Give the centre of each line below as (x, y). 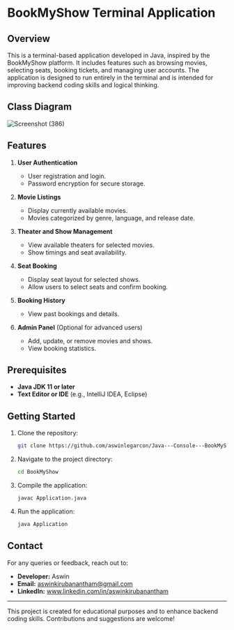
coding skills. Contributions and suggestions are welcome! (91, 618)
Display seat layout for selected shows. (84, 279)
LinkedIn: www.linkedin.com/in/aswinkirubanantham (93, 591)
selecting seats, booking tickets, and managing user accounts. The (103, 70)
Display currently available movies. (78, 210)
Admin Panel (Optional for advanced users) (80, 327)
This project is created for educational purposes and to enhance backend (112, 611)
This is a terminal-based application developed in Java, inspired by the (109, 55)
